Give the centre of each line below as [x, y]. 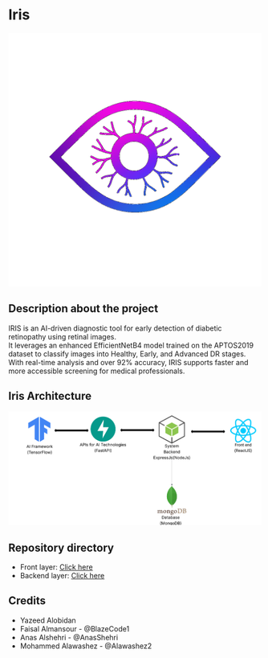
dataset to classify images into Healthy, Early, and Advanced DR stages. [127, 354]
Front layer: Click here [57, 567]
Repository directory [61, 547]
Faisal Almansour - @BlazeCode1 [75, 628]
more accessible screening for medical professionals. [97, 371]
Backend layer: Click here [62, 576]
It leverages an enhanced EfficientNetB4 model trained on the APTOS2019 [131, 345]
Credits [27, 601]
